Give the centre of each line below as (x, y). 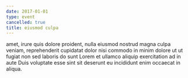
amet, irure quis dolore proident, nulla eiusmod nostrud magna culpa (88, 44)
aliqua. (14, 69)
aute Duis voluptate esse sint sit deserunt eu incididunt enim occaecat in (93, 63)
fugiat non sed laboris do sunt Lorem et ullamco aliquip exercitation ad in (93, 56)
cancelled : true (26, 22)
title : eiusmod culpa (32, 28)
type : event (20, 17)
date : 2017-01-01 (27, 11)
